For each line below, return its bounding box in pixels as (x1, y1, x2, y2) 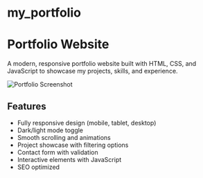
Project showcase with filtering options (17, 141, 129, 149)
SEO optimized (17, 163, 60, 171)
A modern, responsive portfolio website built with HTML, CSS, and (7, 60, 197, 68)
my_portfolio (7, 5, 82, 21)
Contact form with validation (17, 148, 98, 157)
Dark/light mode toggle (17, 126, 84, 134)
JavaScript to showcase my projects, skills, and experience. (7, 67, 178, 75)
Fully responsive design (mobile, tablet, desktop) (17, 118, 157, 127)
